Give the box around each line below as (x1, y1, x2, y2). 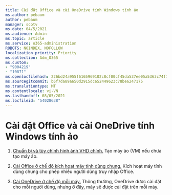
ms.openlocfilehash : (5, 74, 50, 79)
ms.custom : (5, 60, 29, 65)
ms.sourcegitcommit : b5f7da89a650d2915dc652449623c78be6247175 (5, 79, 143, 84)
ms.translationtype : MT (5, 83, 56, 89)
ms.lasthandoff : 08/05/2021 (5, 93, 66, 98)
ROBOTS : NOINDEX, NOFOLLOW (5, 46, 63, 51)
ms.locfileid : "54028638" (5, 98, 60, 103)
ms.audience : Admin (5, 31, 47, 36)
